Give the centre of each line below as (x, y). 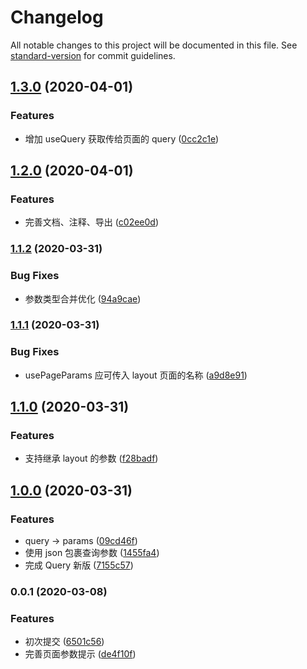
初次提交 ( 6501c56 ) (64, 642)
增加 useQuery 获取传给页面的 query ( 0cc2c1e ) (122, 138)
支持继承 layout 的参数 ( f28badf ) (91, 458)
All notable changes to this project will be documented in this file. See (154, 45)
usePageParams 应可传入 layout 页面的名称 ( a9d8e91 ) (136, 375)
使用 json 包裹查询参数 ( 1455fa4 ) (92, 553)
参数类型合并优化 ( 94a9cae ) (83, 298)
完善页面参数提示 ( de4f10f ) (80, 654)
